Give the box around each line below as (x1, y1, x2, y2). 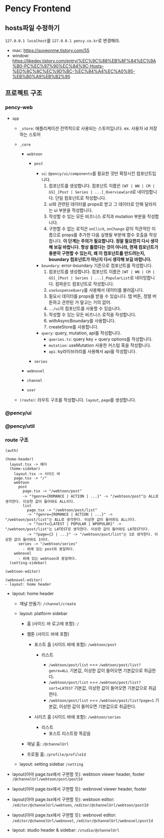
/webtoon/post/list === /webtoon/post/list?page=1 (48, 697, 154, 703)
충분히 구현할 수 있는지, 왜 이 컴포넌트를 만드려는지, (48, 250, 145, 256)
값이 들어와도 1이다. (14, 537, 50, 542)
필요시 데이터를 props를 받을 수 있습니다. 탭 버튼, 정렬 (48, 293, 152, 299)
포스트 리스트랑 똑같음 (48, 730, 91, 736)
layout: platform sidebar (19, 610, 68, 616)
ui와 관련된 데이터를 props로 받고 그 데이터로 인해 (48, 201, 143, 207)
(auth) (5, 448, 19, 453)
